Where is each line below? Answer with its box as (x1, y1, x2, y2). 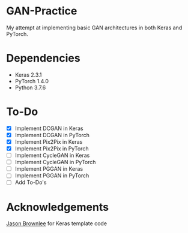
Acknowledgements (6, 200, 109, 214)
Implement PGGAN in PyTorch (14, 172, 89, 179)
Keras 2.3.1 (14, 71, 42, 78)
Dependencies (6, 52, 80, 65)
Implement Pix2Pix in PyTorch (14, 145, 89, 152)
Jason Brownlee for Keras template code (6, 220, 107, 227)
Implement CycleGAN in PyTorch (14, 159, 96, 166)
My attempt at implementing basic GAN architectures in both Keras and (6, 24, 183, 31)
